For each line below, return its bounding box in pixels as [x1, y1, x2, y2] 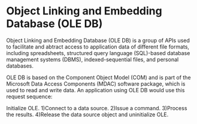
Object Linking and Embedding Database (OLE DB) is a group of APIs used [6, 37, 190, 44]
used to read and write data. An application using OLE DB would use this [6, 86, 185, 93]
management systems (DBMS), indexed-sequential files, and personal [6, 56, 179, 63]
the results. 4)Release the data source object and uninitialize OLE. [6, 111, 169, 118]
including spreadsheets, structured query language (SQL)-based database [6, 49, 190, 56]
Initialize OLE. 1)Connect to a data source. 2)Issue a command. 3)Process [6, 104, 187, 111]
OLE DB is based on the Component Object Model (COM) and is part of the [6, 74, 191, 81]
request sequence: [6, 93, 53, 100]
